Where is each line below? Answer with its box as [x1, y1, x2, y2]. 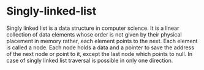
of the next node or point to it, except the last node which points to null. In [6, 50, 193, 57]
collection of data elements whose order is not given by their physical [6, 30, 182, 38]
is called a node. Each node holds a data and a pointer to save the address [6, 44, 195, 51]
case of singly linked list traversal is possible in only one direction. [6, 57, 173, 64]
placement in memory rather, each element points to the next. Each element [6, 37, 198, 44]
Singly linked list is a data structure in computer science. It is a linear [6, 24, 179, 32]
